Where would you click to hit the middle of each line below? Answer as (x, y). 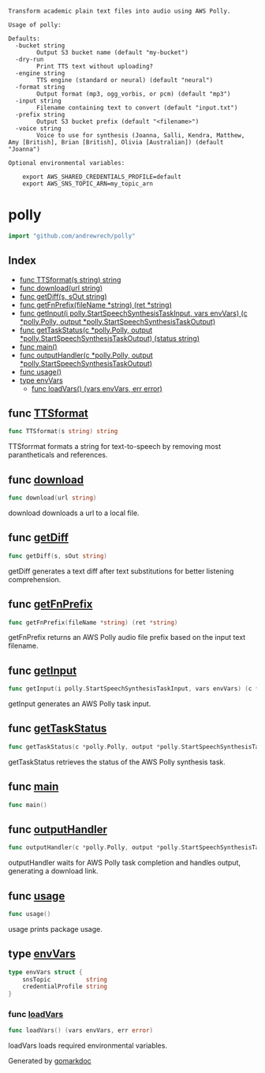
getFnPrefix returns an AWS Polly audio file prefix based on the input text (127, 637)
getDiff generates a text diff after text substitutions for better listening (121, 571)
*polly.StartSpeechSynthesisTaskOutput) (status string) (109, 338)
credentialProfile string (65, 987)
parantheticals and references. (58, 455)
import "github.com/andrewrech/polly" (72, 236)
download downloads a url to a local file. (74, 513)
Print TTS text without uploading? (95, 66)
